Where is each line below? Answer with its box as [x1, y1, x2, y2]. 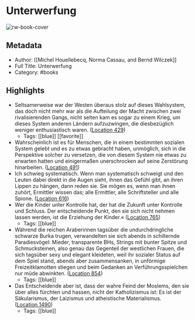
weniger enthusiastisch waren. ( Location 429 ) [14, 126, 126, 133]
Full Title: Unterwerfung [14, 62, 72, 69]
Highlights [6, 86, 45, 96]
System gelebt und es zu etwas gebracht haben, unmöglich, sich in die [14, 145, 186, 152]
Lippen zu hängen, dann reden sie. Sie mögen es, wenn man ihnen [14, 182, 176, 189]
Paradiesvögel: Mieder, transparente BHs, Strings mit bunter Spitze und [14, 238, 187, 245]
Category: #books [14, 69, 59, 76]
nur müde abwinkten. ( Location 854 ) [14, 270, 103, 277]
